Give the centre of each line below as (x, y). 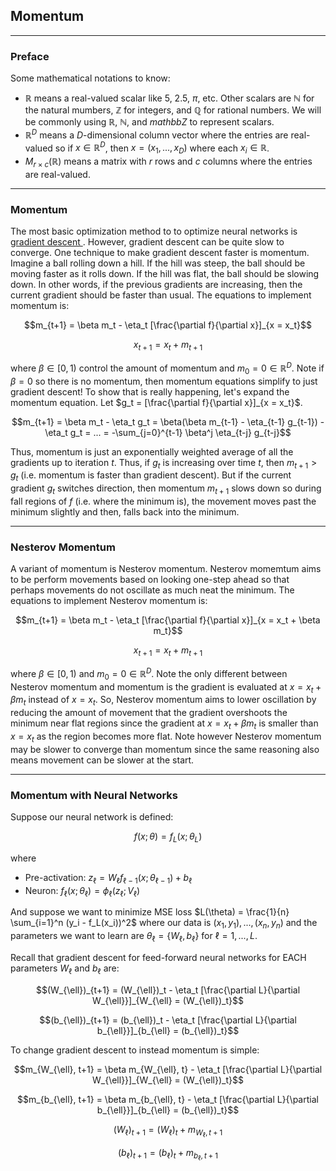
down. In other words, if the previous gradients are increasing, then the (156, 285)
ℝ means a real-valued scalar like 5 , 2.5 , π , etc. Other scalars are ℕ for (169, 98)
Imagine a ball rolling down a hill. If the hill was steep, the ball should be (158, 263)
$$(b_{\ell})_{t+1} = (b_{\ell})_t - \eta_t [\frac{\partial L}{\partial (168, 1020)
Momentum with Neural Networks (94, 795)
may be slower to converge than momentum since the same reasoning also (165, 749)
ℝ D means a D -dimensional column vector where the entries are (156, 134)
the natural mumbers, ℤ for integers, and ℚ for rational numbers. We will (173, 110)
